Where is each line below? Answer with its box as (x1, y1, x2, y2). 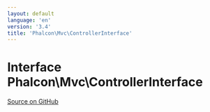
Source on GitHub (7, 97, 59, 106)
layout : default (7, 10, 54, 17)
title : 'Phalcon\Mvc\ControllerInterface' (7, 29, 133, 37)
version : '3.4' (7, 23, 52, 30)
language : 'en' (7, 17, 52, 24)
